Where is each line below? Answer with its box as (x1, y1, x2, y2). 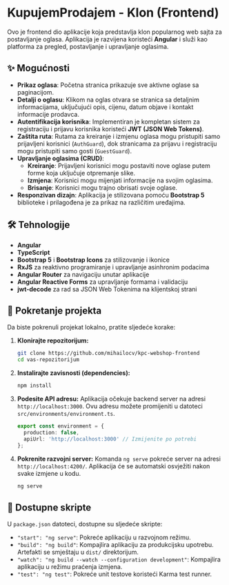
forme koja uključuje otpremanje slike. (27, 169, 136, 177)
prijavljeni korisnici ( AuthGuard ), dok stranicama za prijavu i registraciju (17, 140, 217, 148)
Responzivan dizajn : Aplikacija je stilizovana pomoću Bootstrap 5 (17, 191, 205, 199)
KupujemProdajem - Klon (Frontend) (7, 5, 219, 21)
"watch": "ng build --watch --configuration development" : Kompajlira (17, 555, 221, 564)
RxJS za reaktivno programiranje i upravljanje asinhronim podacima (17, 262, 210, 271)
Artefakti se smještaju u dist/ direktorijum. (17, 548, 139, 557)
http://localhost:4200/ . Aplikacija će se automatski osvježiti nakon (17, 461, 210, 470)
